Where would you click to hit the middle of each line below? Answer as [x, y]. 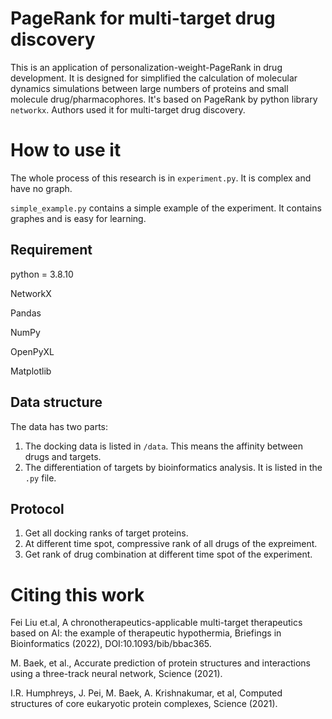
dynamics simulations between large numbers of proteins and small [149, 88]
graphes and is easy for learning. [78, 218]
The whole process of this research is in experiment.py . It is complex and [161, 178]
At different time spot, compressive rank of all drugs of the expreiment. [171, 544]
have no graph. [41, 188]
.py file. [40, 478]
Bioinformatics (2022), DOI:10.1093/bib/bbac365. [111, 644]
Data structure [56, 402]
